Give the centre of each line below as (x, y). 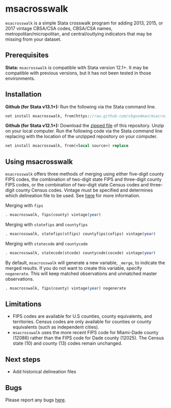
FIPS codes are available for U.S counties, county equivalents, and (82, 316)
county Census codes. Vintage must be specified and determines (84, 190)
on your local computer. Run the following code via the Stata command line (84, 131)
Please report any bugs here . (36, 400)
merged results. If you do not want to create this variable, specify (74, 268)
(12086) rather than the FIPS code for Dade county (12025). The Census (88, 338)
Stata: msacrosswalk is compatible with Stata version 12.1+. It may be (77, 67)
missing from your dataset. (34, 39)
